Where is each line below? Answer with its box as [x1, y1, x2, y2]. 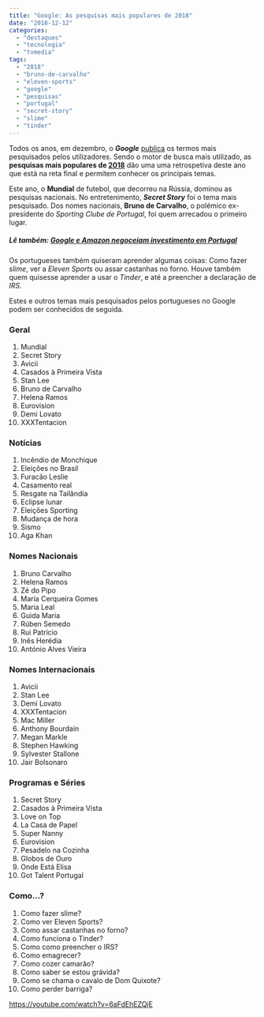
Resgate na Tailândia [20, 489, 88, 499]
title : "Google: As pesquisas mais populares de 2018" [9, 11, 193, 20]
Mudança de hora [20, 514, 78, 524]
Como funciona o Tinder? [20, 933, 103, 943]
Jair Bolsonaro [20, 757, 68, 767]
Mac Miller [20, 715, 55, 725]
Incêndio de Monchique [20, 455, 98, 465]
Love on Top [20, 812, 61, 822]
